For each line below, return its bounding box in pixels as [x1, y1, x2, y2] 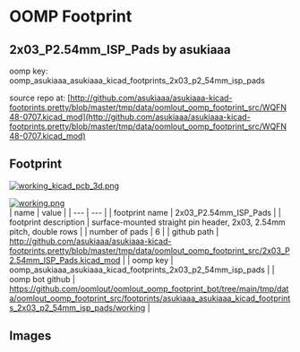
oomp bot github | [9, 273, 76, 284]
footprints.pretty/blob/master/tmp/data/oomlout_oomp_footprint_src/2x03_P [9, 245, 291, 256]
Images [9, 329, 52, 344]
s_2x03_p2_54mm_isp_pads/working [9, 302, 146, 313]
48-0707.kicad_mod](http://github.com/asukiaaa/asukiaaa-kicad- [9, 112, 251, 122]
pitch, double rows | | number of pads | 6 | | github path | [9, 226, 219, 236]
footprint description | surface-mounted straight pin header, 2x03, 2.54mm [9, 217, 287, 228]
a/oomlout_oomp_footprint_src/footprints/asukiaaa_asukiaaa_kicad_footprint [9, 293, 291, 304]
